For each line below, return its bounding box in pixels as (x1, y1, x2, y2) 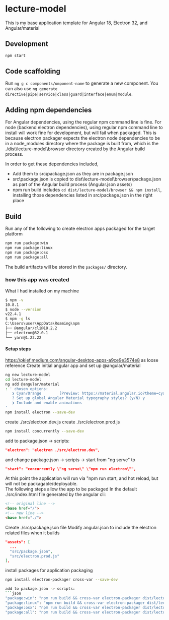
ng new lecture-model (5, 372, 51, 377)
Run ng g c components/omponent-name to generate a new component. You (5, 80, 158, 86)
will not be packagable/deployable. (5, 481, 78, 487)
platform (5, 231, 23, 237)
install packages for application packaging (5, 568, 93, 574)
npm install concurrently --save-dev (5, 428, 84, 433)
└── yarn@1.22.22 (5, 335, 42, 340)
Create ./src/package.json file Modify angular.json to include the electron (5, 524, 157, 530)
